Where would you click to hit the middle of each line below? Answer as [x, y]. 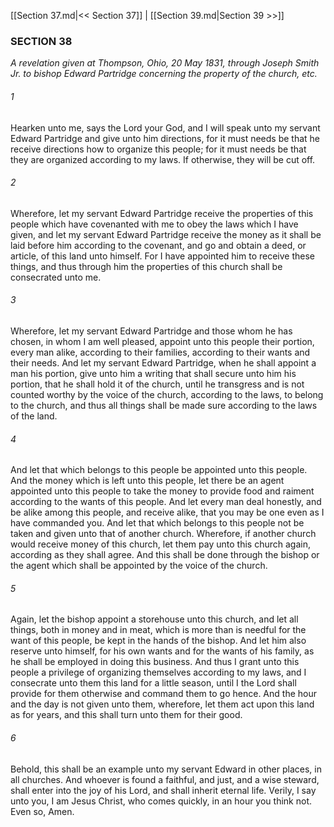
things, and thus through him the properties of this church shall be [146, 266]
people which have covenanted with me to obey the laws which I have [154, 224]
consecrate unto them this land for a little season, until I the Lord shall [153, 683]
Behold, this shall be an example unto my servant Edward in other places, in [166, 769]
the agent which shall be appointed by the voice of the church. [139, 566]
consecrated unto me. [56, 277]
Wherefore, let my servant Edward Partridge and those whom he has [151, 331]
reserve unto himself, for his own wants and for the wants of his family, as [162, 651]
